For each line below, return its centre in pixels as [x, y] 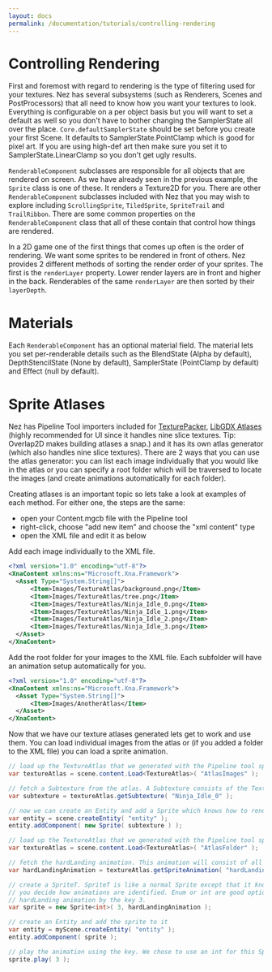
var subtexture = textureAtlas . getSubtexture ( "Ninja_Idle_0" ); [121, 796]
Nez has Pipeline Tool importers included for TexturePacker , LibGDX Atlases [135, 426]
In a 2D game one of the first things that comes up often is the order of [126, 247]
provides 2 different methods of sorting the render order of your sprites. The [136, 264]
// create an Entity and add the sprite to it [88, 922]
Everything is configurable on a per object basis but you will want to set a [131, 112]
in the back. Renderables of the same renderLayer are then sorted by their [132, 282]
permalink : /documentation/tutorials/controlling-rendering [112, 24]
